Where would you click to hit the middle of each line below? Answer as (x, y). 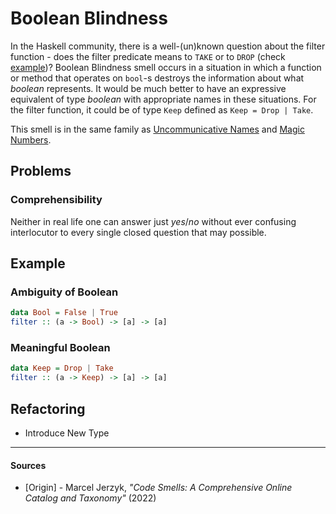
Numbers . (31, 139)
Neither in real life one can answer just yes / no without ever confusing (153, 221)
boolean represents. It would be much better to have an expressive (148, 88)
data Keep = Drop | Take (62, 368)
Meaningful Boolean (60, 347)
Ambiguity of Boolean (64, 292)
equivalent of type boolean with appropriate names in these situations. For (163, 99)
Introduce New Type (67, 433)
